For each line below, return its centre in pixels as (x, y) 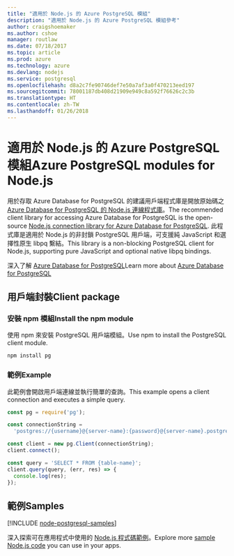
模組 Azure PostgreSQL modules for (111, 165)
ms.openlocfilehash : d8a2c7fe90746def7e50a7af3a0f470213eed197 (101, 85)
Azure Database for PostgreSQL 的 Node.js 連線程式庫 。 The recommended (115, 210)
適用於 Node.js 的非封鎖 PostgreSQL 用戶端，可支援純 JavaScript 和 (123, 234)
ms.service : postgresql (42, 79)
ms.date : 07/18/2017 (37, 46)
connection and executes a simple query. (66, 400)
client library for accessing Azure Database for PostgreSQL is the (101, 217)
